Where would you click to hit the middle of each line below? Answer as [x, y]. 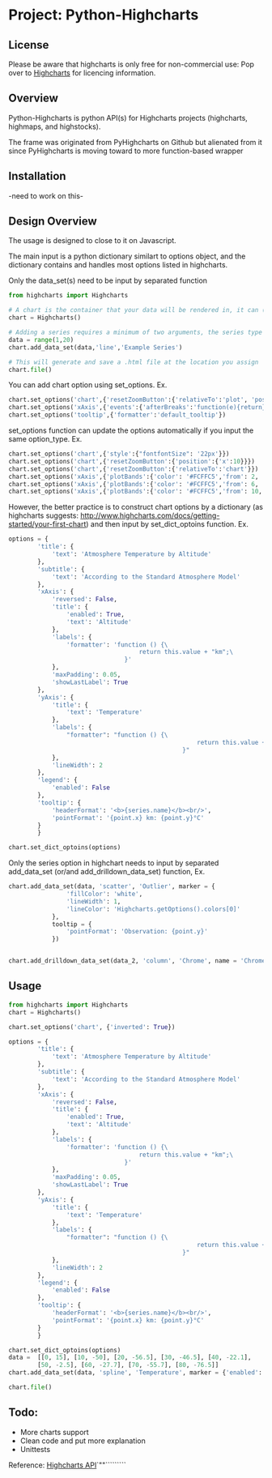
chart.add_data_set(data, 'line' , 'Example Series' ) [96, 347]
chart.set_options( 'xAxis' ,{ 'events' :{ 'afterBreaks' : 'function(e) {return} [137, 408]
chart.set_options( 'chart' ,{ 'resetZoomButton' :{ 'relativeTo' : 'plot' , [128, 400]
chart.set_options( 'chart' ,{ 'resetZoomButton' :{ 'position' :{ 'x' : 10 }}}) [132, 461]
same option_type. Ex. [45, 439]
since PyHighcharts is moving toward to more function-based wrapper [126, 151]
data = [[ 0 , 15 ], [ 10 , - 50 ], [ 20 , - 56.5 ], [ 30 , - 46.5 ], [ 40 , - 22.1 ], [130, 1358]
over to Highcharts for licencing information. [82, 73]
